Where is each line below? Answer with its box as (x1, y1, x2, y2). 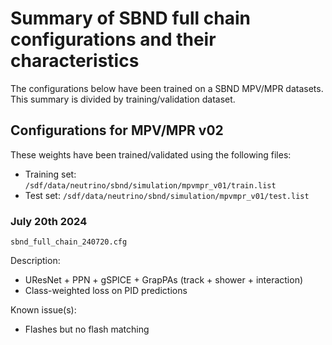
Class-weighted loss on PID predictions (24, 285, 188, 297)
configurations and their (10, 28, 217, 51)
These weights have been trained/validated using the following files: (10, 148, 292, 161)
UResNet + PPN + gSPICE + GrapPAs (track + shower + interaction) (24, 274, 304, 286)
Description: (10, 255, 61, 267)
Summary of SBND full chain (10, 7, 252, 30)
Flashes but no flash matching (24, 323, 150, 336)
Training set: (24, 168, 77, 180)
